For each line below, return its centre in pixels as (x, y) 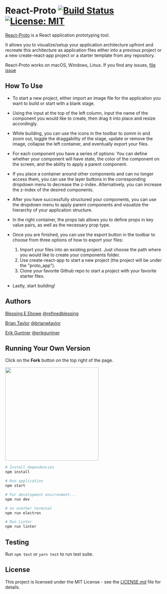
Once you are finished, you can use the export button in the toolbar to (84, 234)
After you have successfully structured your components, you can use (84, 199)
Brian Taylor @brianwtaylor (33, 323)
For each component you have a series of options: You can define (80, 153)
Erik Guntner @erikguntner (33, 333)
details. (13, 587)
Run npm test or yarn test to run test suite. (49, 554)
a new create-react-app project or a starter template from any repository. (80, 55)
